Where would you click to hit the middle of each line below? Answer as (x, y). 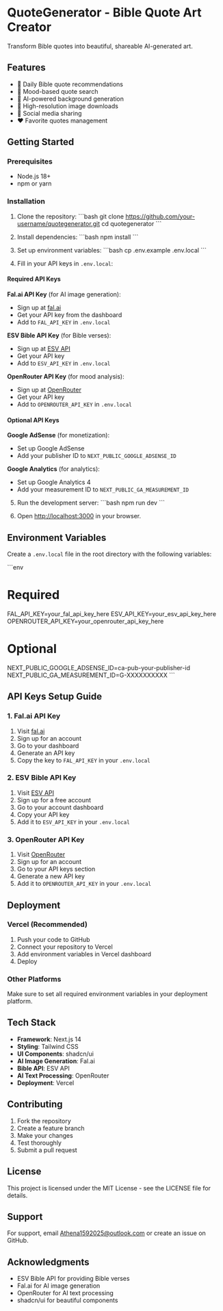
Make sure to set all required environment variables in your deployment (107, 994)
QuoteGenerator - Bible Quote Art (104, 13)
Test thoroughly (39, 1143)
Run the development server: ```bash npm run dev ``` (91, 503)
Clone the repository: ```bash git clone (70, 216)
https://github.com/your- (160, 216)
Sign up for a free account (54, 800)
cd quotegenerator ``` (132, 223)
